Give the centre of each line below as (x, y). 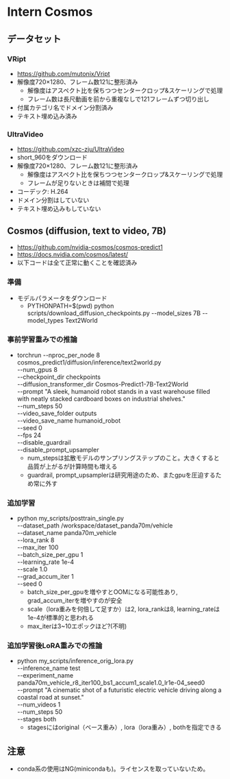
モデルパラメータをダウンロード (62, 298)
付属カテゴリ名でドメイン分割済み (65, 108)
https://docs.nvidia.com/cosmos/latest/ (73, 254)
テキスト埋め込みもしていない (59, 209)
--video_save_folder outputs (57, 413)
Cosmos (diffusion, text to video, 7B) (87, 231)
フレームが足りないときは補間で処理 (78, 183)
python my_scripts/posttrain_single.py (71, 518)
